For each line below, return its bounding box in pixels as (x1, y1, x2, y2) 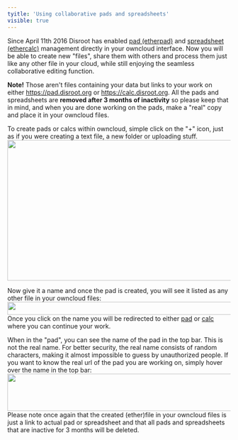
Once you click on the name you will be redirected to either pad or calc (7, 314, 215, 323)
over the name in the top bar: (7, 365, 92, 374)
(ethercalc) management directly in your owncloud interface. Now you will (7, 44, 223, 53)
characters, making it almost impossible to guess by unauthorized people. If (7, 351, 229, 359)
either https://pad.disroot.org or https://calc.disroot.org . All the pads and (7, 88, 220, 97)
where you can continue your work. (7, 321, 111, 330)
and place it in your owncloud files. (7, 111, 110, 119)
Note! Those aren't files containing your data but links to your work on (7, 80, 212, 89)
